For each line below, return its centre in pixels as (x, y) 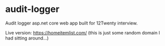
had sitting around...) (27, 38)
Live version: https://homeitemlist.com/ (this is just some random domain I (82, 32)
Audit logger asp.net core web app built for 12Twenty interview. (72, 23)
